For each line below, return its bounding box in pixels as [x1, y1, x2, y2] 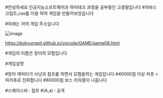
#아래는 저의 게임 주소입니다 [5, 21, 60, 26]
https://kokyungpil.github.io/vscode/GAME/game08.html [5, 40, 120, 46]
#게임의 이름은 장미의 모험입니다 [5, 50, 67, 56]
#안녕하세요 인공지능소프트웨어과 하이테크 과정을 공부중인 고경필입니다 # [5, 4, 145, 10]
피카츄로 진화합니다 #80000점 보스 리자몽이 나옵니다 [5, 77, 107, 83]
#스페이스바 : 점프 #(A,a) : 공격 [5, 88, 65, 93]
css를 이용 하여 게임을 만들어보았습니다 [18, 10, 94, 16]
